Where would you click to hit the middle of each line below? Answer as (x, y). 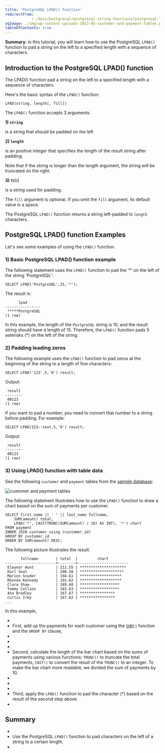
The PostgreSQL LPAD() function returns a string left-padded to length (76, 214)
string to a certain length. (38, 742)
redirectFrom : (20, 14)
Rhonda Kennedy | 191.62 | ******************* (64, 580)
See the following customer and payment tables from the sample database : (79, 481)
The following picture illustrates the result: (48, 550)
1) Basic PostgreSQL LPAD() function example (61, 259)
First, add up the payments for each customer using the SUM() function (83, 626)
